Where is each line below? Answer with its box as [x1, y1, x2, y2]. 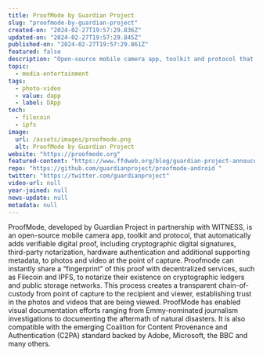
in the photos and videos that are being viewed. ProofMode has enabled [8, 297, 241, 307]
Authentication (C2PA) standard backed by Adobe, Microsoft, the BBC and [8, 331, 248, 340]
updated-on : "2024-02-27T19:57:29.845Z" [8, 33, 142, 42]
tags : [8, 77, 26, 85]
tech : [8, 107, 26, 114]
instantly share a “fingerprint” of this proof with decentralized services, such [8, 264, 255, 274]
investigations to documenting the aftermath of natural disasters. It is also [8, 314, 246, 324]
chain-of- [218, 281, 249, 290]
